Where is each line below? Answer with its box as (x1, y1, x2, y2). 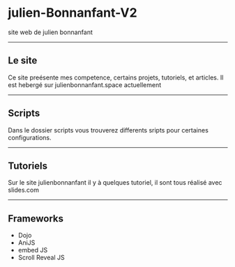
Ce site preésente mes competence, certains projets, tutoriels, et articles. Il (8, 73, 224, 82)
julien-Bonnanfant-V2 (8, 5, 138, 21)
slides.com (8, 186, 39, 194)
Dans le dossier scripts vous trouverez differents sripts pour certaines (8, 125, 209, 134)
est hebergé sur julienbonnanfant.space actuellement (8, 80, 162, 89)
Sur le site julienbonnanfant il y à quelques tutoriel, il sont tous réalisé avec (8, 178, 222, 187)
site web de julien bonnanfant (8, 28, 93, 36)
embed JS (17, 246, 48, 254)
